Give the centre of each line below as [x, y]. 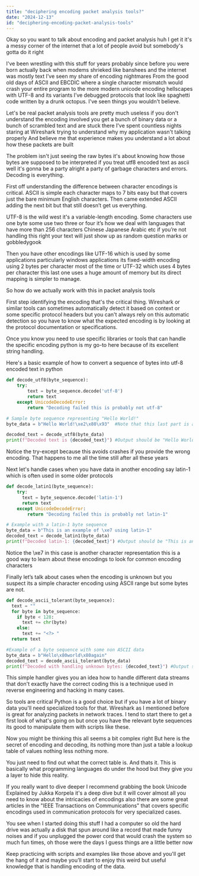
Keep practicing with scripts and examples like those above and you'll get [96, 854]
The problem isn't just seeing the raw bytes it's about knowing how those [96, 156]
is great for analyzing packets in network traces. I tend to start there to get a [99, 714]
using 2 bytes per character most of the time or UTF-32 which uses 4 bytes [98, 266]
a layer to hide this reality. [38, 775]
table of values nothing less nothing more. [57, 751]
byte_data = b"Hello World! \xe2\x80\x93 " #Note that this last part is [98, 424]
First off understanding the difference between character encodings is [92, 186]
